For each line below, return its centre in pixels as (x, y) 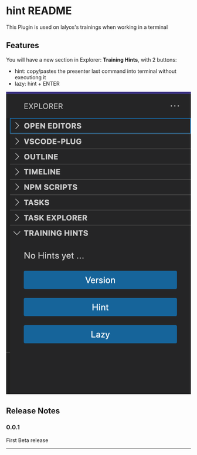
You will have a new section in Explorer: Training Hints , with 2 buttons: (91, 59)
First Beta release (27, 440)
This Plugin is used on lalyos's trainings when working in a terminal (87, 27)
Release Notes (33, 411)
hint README (39, 11)
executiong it (30, 77)
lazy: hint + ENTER (37, 83)
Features (23, 45)
